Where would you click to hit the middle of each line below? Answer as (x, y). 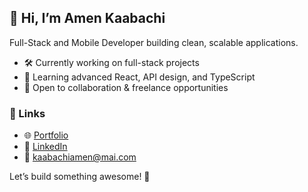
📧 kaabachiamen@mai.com (80, 157)
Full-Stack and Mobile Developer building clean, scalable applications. (154, 42)
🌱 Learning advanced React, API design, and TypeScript (139, 77)
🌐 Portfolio (46, 135)
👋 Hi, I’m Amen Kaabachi (87, 18)
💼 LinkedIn (45, 147)
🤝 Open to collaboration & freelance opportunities (126, 87)
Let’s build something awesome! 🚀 (80, 177)
